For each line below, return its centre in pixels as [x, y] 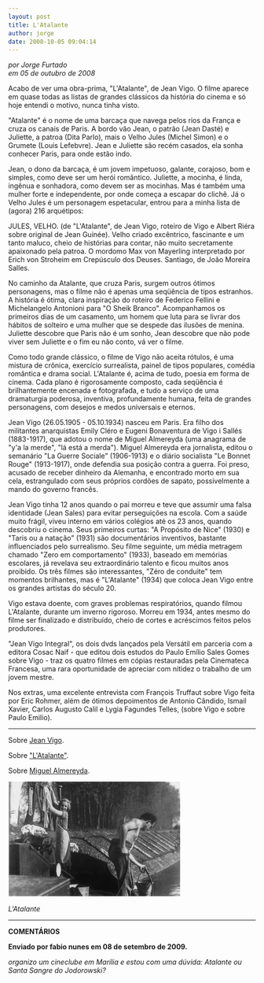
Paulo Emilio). [30, 718]
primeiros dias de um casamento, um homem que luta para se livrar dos [125, 317]
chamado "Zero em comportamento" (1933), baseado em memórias [118, 555]
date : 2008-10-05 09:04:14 [52, 42]
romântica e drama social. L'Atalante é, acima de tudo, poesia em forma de [129, 374]
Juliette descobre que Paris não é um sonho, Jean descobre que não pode [129, 334]
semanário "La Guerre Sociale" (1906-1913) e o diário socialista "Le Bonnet [129, 456]
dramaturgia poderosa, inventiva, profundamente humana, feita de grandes [130, 399]
